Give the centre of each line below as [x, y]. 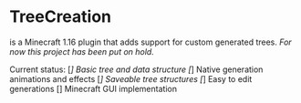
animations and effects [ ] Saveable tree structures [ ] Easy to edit [131, 78]
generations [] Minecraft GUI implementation [93, 88]
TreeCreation [61, 17]
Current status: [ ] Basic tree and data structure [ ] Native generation [136, 69]
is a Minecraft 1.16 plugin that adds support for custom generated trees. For [150, 42]
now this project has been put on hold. [82, 51]
